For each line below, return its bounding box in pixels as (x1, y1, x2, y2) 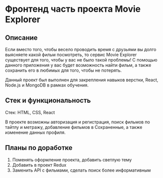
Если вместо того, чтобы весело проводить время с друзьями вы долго (5, 47, 157, 52)
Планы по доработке (5, 144, 73, 152)
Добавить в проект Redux (12, 162, 67, 168)
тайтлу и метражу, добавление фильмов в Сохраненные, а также (5, 124, 142, 130)
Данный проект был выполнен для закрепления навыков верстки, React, (5, 77, 159, 83)
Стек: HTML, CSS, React (5, 109, 55, 115)
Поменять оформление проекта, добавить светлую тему (12, 156, 132, 163)
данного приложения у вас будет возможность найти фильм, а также (5, 62, 151, 68)
